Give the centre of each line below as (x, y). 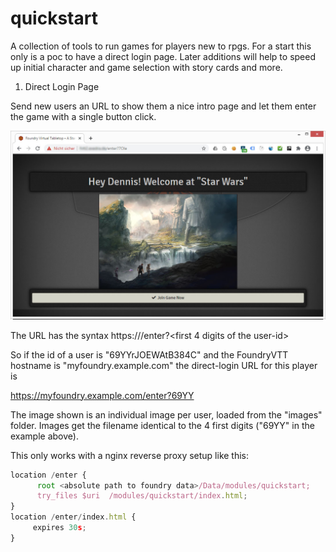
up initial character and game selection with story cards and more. (146, 67)
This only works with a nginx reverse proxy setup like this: (130, 455)
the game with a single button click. (83, 116)
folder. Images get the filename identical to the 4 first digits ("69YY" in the (162, 425)
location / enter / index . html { (73, 517)
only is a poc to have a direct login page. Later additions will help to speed (163, 56)
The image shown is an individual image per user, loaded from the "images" (166, 414)
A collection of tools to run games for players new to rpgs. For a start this (161, 46)
